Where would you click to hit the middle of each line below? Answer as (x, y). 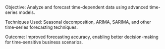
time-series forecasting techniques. (42, 27)
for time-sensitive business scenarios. (44, 42)
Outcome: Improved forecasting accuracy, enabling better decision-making (82, 37)
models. (27, 12)
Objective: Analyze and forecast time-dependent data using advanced (77, 7)
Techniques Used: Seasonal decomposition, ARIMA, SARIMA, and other (78, 22)
